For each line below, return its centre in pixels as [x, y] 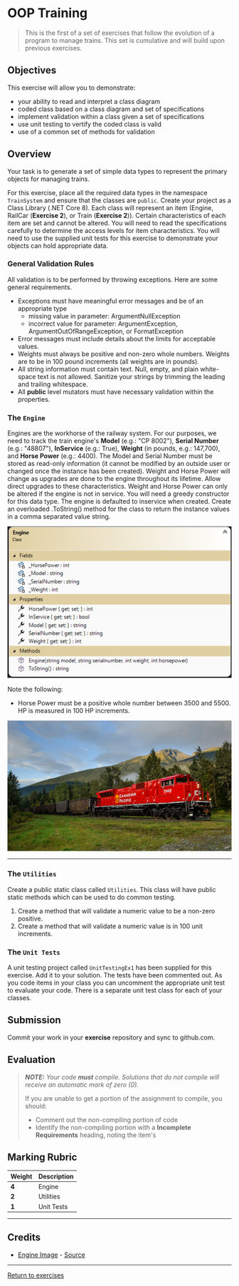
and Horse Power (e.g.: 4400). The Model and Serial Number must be [110, 456]
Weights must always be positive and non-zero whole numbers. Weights [123, 353]
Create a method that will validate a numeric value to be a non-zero [116, 911]
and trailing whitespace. [53, 384]
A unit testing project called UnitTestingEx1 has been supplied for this [110, 968]
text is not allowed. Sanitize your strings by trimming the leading [131, 376]
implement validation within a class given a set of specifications [111, 116]
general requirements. [40, 287]
